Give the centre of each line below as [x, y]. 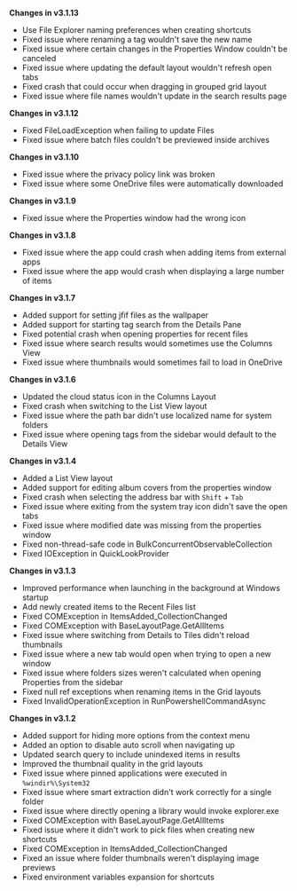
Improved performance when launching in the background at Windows [151, 588]
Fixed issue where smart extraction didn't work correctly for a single [147, 792]
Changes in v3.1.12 [44, 113]
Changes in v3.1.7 [43, 298]
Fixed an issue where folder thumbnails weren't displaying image [141, 858]
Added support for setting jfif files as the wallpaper [115, 315]
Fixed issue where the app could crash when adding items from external [154, 252]
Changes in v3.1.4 [43, 461]
